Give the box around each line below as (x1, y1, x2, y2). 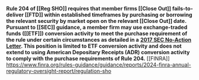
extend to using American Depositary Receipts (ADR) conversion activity (6, 49, 190, 55)
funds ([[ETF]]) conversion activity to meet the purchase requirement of (6, 30, 188, 37)
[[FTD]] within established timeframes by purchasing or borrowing (24, 11, 192, 18)
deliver (6, 11, 24, 18)
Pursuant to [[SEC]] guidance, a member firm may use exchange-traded (6, 24, 188, 31)
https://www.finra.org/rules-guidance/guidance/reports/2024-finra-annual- (6, 61, 191, 68)
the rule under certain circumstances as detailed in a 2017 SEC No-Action (6, 36, 192, 43)
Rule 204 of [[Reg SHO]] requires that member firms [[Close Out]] (6, 5, 171, 12)
